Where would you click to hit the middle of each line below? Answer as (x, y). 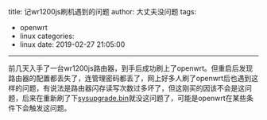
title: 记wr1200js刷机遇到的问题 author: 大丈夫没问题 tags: (103, 12)
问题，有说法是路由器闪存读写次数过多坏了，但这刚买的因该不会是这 (133, 88)
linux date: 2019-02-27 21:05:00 (72, 45)
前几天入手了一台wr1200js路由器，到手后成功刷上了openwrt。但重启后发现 (131, 68)
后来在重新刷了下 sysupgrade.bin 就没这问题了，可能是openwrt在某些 (134, 98)
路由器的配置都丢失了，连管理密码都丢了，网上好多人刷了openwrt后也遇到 (130, 78)
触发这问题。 (50, 108)
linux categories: (47, 36)
